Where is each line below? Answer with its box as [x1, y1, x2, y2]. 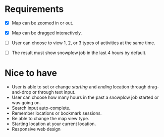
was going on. [11, 100, 41, 106]
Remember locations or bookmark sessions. [11, 110, 102, 116]
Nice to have [4, 68, 57, 79]
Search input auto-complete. [11, 105, 71, 111]
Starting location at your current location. [11, 121, 96, 127]
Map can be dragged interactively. [11, 30, 82, 36]
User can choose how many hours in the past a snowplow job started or [11, 94, 159, 100]
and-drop [11, 89, 32, 95]
